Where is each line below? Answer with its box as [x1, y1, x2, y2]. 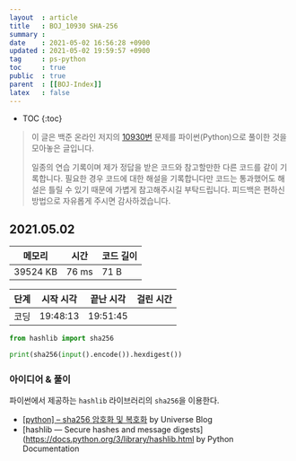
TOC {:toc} [22, 113, 63, 124]
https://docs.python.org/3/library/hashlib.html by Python [25, 434, 234, 445]
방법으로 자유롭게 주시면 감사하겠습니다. [30, 195, 171, 206]
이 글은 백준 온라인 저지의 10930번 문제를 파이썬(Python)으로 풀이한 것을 [30, 131, 287, 142]
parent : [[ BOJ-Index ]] [9, 80, 102, 89]
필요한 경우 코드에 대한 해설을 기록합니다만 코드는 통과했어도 [65, 172, 276, 184]
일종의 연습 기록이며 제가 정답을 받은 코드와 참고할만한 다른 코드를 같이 [30, 161, 278, 172]
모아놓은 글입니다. [30, 143, 94, 153]
